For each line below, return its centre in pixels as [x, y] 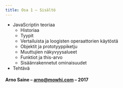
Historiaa [30, 30]
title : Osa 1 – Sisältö [31, 10]
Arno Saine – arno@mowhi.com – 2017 [47, 80]
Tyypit [27, 35]
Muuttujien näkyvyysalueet [49, 52]
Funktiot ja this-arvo [41, 57]
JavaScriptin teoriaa [34, 25]
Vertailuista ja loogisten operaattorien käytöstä [69, 41]
